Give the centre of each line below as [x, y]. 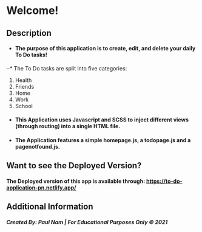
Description [29, 33]
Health [23, 80]
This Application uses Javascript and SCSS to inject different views [102, 120]
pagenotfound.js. [38, 146]
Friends [25, 86]
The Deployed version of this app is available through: [76, 181]
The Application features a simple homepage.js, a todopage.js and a [103, 140]
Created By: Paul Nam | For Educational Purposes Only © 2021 [87, 222]
